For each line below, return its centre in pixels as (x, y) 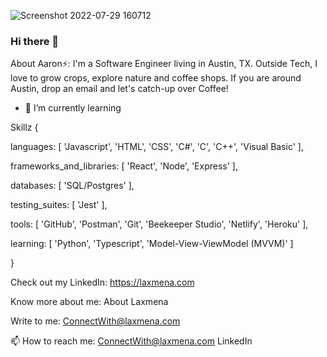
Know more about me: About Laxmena (89, 302)
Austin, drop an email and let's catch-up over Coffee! (119, 89)
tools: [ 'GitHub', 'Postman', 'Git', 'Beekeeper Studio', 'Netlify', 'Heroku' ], (159, 224)
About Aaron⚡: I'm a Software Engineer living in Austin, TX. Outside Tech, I (164, 64)
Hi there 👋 (35, 41)
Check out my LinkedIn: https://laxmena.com (102, 282)
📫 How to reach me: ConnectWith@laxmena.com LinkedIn (131, 341)
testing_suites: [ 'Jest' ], (59, 205)
